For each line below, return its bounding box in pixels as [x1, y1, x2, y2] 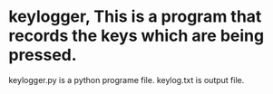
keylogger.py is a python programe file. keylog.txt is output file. [8, 74, 245, 85]
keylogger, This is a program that [8, 6, 262, 27]
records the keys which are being [8, 25, 265, 46]
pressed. [8, 45, 78, 65]
